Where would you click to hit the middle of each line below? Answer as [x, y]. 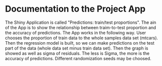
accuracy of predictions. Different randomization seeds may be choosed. [78, 58]
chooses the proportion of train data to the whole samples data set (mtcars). [81, 38]
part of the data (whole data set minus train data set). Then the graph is [77, 48]
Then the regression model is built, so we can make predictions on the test [80, 43]
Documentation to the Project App [75, 9]
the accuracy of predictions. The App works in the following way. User [76, 33]
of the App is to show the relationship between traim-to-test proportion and [81, 27]
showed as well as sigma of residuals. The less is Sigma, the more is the [77, 53]
